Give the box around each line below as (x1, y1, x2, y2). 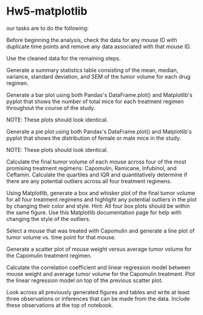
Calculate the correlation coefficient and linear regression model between (6, 264, 191, 271)
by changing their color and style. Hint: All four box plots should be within (6, 202, 190, 209)
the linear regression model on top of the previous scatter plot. (6, 277, 163, 284)
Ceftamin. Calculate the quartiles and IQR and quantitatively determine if (6, 171, 187, 178)
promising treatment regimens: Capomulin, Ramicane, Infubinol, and (6, 164, 177, 172)
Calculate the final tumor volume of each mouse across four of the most (6, 157, 187, 165)
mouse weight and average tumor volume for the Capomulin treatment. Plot (6, 270, 196, 277)
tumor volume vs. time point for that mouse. (6, 233, 116, 241)
